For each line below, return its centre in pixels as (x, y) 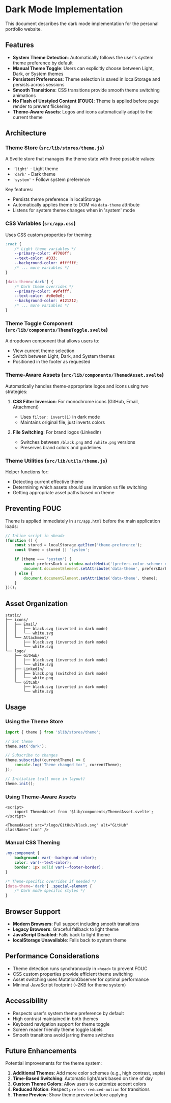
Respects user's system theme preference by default (68, 1013)
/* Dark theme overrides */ (44, 286)
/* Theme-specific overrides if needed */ (51, 881)
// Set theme (19, 741)
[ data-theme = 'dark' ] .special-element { (49, 886)
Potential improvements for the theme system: (54, 1063)
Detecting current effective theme (48, 481)
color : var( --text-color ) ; (43, 863)
